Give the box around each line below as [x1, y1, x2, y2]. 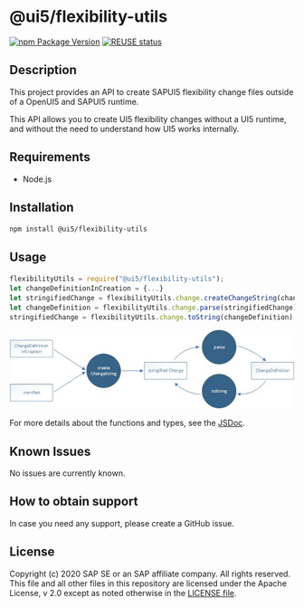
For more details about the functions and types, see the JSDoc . [9, 418, 246, 429]
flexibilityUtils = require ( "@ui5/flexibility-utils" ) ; [9, 274, 224, 284]
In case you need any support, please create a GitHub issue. [9, 517, 235, 528]
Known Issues [9, 443, 91, 459]
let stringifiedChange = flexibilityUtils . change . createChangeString [9, 293, 278, 302]
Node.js [22, 174, 52, 185]
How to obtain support [9, 494, 138, 509]
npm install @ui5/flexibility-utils [9, 224, 147, 234]
